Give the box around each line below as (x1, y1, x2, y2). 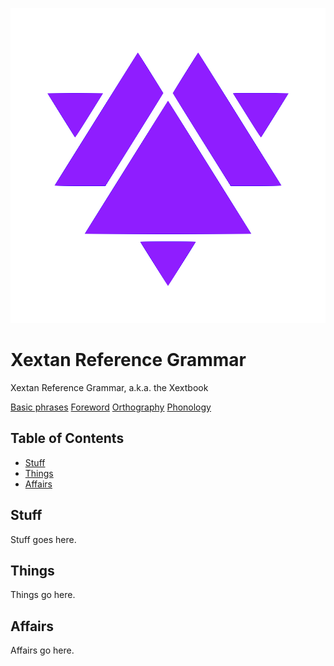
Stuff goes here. (10, 533, 77, 545)
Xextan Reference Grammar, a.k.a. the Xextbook (10, 381, 209, 393)
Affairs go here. (10, 644, 75, 657)
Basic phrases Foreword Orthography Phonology (10, 401, 212, 413)
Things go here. (10, 589, 76, 601)
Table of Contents (10, 430, 125, 447)
